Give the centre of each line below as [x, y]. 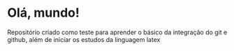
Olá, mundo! [44, 13]
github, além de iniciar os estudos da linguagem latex [84, 39]
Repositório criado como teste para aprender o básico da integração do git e [117, 32]
